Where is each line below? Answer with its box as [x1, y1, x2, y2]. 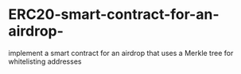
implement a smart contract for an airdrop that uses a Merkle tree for [8, 48, 234, 57]
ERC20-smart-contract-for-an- [8, 6, 220, 24]
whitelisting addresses [8, 57, 82, 66]
